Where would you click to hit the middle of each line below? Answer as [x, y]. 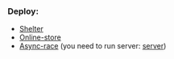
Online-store [40, 37]
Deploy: [23, 11]
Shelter [31, 29]
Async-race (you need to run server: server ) [93, 46]
